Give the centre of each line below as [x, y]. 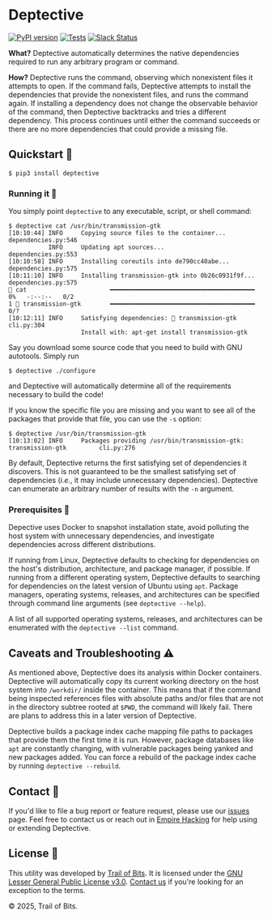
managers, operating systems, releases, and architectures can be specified [134, 595]
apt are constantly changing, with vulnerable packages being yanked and [131, 749]
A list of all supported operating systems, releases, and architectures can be [136, 619]
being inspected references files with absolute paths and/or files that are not [136, 699]
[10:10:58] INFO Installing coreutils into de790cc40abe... [119, 262]
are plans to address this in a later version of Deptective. [102, 716]
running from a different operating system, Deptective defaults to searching [134, 578]
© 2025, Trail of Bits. [43, 906]
